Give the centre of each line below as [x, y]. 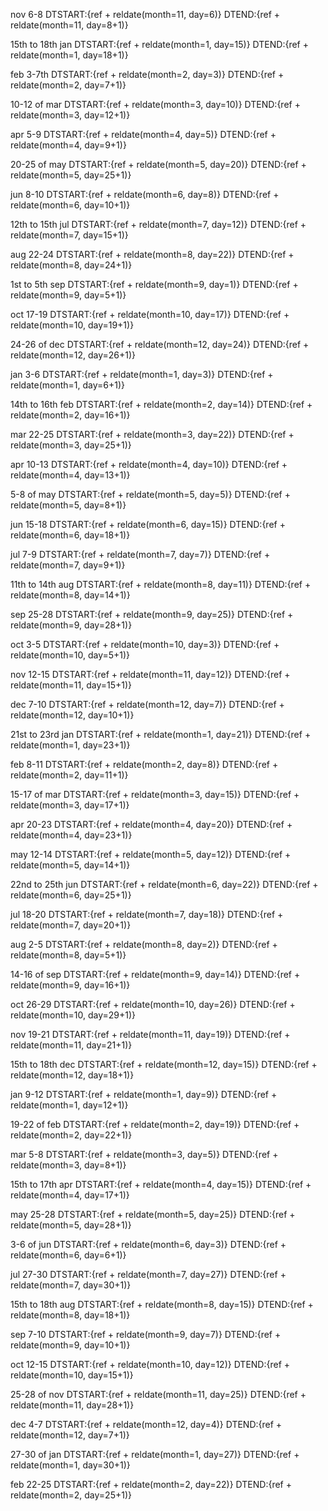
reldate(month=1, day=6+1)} [67, 385]
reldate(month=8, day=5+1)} [68, 955]
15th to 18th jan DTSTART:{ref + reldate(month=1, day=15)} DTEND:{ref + [159, 44]
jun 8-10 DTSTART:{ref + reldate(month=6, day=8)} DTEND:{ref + [145, 194]
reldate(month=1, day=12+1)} [69, 1105]
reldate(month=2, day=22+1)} [71, 1135]
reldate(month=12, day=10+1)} [72, 715]
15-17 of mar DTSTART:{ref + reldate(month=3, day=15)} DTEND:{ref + [155, 794]
